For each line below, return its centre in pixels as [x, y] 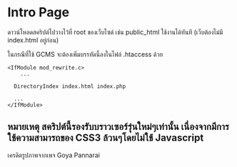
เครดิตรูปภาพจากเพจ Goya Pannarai [54, 155]
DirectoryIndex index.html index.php [70, 86]
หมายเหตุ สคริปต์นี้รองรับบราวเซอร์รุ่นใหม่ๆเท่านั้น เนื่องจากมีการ [118, 127]
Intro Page [39, 12]
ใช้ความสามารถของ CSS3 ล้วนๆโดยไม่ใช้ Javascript [106, 138]
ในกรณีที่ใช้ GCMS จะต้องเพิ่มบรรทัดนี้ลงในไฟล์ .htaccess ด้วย [85, 54]
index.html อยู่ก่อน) [33, 40]
